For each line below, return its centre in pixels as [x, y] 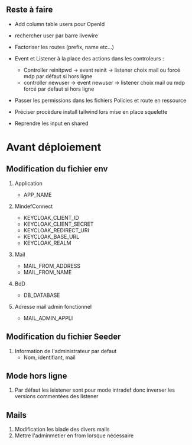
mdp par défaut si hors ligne [58, 76]
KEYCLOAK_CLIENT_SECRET [58, 224]
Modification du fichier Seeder [64, 337]
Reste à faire [30, 10]
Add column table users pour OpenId [60, 24]
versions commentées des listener [56, 396]
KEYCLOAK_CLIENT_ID [51, 217]
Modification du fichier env [57, 169]
